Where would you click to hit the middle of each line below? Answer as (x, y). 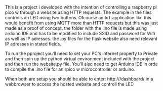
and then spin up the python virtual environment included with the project (80, 59)
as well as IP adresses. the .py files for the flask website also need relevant (81, 39)
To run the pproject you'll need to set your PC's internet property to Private (81, 53)
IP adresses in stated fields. (33, 44)
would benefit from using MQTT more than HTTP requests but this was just (81, 23)
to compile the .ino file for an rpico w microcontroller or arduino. (70, 69)
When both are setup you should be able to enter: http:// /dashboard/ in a (79, 79)
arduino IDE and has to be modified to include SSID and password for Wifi (80, 33)
